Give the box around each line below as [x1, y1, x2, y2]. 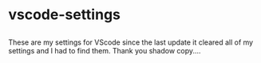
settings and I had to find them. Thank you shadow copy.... [8, 45, 201, 55]
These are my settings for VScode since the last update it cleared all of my [8, 37, 254, 47]
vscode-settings [8, 6, 121, 24]
